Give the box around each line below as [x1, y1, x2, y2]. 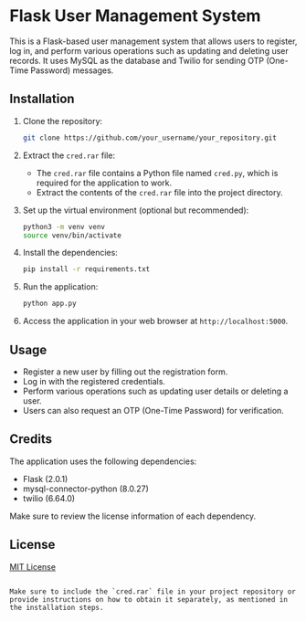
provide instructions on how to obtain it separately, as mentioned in [9, 595, 288, 604]
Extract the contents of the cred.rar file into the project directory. [36, 186, 283, 197]
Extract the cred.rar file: [22, 150, 116, 161]
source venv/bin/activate [22, 230, 121, 240]
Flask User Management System [9, 5, 261, 26]
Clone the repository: [22, 115, 103, 126]
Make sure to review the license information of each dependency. [9, 510, 257, 521]
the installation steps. [9, 603, 104, 612]
